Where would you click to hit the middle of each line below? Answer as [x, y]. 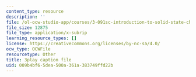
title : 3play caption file [39, 60]
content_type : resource [35, 11]
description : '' [26, 17]
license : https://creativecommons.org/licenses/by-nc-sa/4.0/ [83, 44]
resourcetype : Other [31, 54]
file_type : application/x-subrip [47, 33]
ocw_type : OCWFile [28, 49]
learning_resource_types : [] [41, 38]
